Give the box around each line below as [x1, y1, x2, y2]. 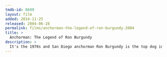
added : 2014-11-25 [5, 16, 43, 21]
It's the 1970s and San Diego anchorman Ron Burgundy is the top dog [9, 44, 157, 49]
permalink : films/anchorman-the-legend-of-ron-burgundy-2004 [5, 26, 135, 31]
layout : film [5, 12, 32, 17]
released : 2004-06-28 [5, 21, 50, 26]
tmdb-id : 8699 [5, 7, 35, 12]
